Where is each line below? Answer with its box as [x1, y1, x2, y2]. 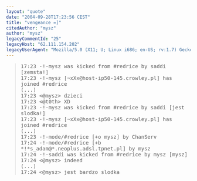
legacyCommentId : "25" [6, 36, 62, 42]
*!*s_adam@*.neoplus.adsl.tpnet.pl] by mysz [20, 145, 151, 152]
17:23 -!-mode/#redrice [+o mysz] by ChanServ [20, 133, 157, 140]
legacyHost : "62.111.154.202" [6, 42, 80, 48]
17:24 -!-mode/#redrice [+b [20, 139, 101, 146]
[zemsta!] [20, 69, 49, 75]
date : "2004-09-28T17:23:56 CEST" [6, 14, 91, 20]
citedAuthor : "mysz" [6, 25, 57, 31]
